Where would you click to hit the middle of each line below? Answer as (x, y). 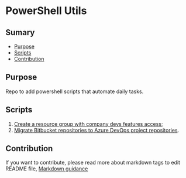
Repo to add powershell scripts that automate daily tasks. (75, 91)
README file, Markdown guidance (47, 169)
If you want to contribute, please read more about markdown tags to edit (93, 163)
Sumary (20, 32)
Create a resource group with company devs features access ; (88, 124)
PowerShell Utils (46, 11)
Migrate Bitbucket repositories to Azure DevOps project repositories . (97, 130)
